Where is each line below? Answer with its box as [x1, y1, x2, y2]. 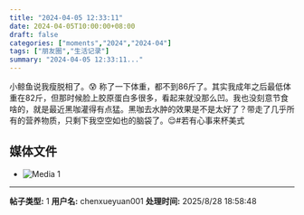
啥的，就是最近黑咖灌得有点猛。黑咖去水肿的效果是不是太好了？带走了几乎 [9, 104, 287, 114]
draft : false [9, 30, 59, 39]
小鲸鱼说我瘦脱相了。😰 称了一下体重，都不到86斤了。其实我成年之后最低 [9, 81, 283, 91]
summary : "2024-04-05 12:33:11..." [9, 55, 144, 64]
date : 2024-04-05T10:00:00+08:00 [9, 22, 136, 31]
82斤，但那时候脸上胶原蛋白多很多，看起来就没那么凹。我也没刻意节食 [24, 92, 290, 103]
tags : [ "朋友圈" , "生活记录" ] [9, 47, 110, 56]
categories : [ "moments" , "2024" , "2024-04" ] [9, 38, 172, 48]
